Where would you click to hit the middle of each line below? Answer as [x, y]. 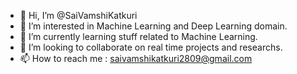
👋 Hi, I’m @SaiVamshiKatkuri [78, 15]
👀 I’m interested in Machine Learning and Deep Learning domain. [153, 26]
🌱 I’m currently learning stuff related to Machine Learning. [138, 36]
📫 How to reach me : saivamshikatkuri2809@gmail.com [136, 58]
